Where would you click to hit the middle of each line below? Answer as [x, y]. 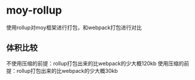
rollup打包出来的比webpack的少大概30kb [67, 71]
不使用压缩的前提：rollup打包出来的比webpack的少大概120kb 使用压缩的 [95, 63]
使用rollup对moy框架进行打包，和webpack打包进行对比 [74, 27]
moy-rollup [34, 10]
